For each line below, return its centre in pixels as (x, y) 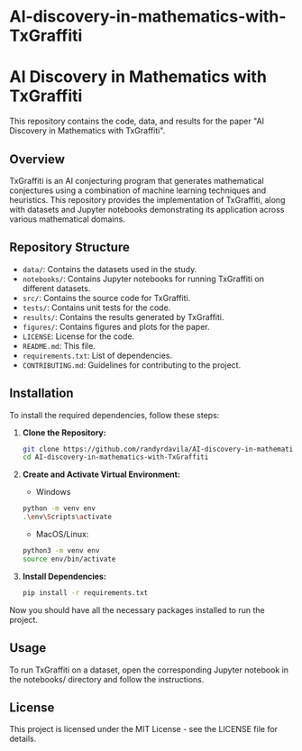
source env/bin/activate (69, 559)
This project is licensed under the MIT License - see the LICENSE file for (143, 729)
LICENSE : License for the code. (78, 336)
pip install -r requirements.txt (85, 592)
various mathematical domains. (68, 219)
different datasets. (56, 288)
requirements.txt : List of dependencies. (97, 355)
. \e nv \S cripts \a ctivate (67, 517)
